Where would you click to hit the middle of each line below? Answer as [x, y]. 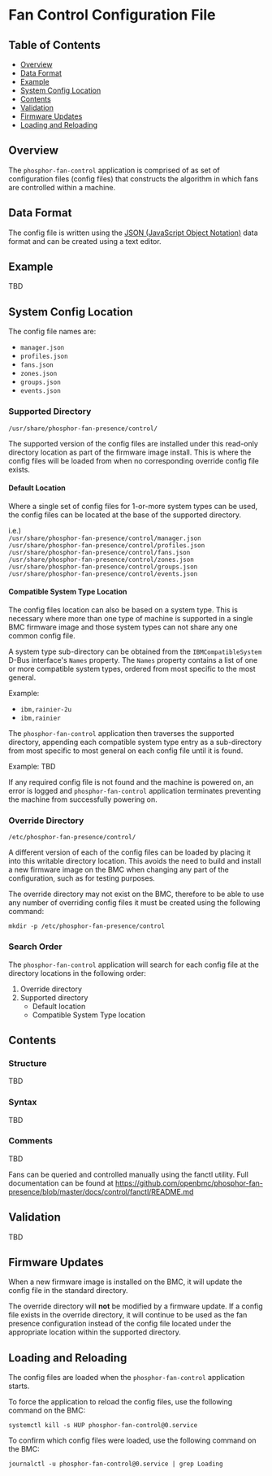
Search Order [35, 947]
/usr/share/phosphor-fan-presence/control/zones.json [101, 559]
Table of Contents [55, 45]
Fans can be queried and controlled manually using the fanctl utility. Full [129, 1174]
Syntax [23, 1102]
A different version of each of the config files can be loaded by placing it [130, 852]
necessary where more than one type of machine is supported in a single [131, 618]
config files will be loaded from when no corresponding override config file [134, 460]
